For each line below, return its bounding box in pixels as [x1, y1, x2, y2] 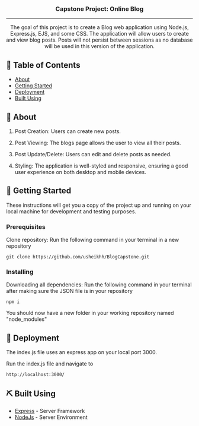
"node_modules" [6, 315, 47, 323]
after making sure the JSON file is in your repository [6, 288, 133, 295]
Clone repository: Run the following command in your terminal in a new [6, 236, 179, 244]
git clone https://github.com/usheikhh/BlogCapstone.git [6, 254, 150, 260]
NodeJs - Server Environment [14, 414, 88, 421]
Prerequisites [6, 222, 46, 231]
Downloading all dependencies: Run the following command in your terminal [6, 281, 192, 288]
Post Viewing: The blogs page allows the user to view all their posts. [14, 139, 181, 146]
